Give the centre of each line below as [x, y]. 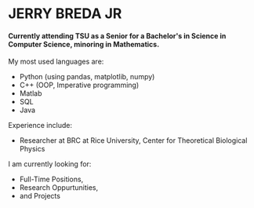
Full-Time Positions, [51, 179]
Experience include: [40, 126]
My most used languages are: [56, 62]
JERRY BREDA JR [65, 14]
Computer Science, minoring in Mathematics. [84, 44]
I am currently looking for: [50, 164]
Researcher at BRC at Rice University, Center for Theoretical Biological [133, 140]
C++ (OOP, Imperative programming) [79, 85]
